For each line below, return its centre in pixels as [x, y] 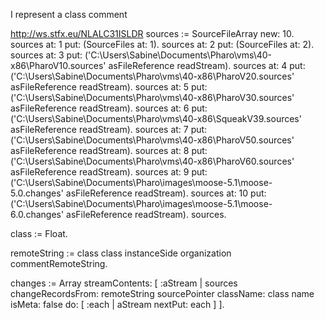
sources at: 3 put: [46, 55]
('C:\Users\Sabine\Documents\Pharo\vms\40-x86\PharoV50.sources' [152, 140]
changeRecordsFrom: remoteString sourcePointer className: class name [162, 293]
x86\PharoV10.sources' [58, 65]
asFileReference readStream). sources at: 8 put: [109, 150]
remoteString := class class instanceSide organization [121, 253]
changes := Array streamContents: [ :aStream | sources [124, 283]
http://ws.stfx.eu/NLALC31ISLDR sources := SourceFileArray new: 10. [152, 33]
